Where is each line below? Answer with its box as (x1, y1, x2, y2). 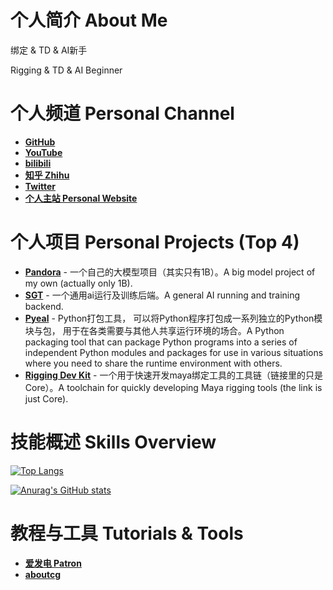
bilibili (24, 157, 52, 169)
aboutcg (24, 568, 62, 580)
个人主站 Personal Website (24, 192, 138, 204)
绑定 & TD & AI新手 (10, 44, 88, 56)
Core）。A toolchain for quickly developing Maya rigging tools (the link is (24, 381, 323, 393)
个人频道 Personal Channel (10, 102, 235, 125)
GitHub (24, 136, 56, 148)
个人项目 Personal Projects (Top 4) (10, 231, 300, 254)
